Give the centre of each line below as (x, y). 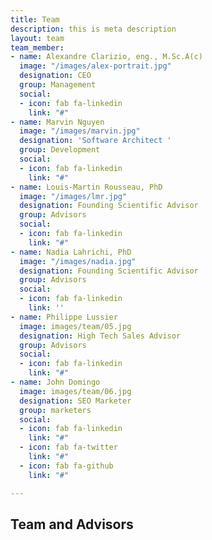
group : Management (58, 85)
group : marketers (55, 410)
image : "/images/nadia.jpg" (78, 261)
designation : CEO (55, 76)
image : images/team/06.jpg (75, 391)
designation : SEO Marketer (75, 401)
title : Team (35, 19)
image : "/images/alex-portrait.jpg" (95, 66)
